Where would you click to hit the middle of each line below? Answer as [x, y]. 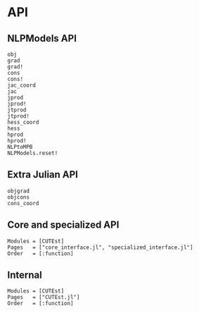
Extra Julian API [43, 174]
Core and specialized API [63, 225]
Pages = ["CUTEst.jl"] [44, 297]
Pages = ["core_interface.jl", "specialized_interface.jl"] [100, 247]
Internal [25, 275]
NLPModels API [42, 38]
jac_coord [22, 85]
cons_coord [23, 203]
